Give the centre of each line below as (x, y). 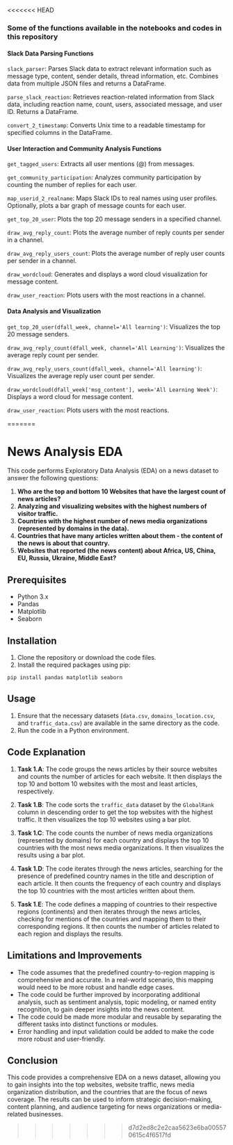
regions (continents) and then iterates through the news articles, (109, 911)
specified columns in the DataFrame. (60, 133)
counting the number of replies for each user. (72, 185)
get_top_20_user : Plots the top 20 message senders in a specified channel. (114, 219)
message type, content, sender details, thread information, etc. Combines (113, 76)
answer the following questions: (53, 478)
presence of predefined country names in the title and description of (115, 876)
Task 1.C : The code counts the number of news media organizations (115, 833)
